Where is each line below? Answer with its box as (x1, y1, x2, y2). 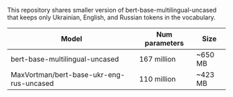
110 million (139, 74, 176, 84)
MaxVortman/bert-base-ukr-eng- (10, 70, 126, 79)
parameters (144, 38, 184, 48)
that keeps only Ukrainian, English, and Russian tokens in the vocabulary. (7, 13, 216, 21)
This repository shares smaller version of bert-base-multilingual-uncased (7, 6, 217, 14)
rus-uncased (10, 79, 54, 88)
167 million (139, 55, 176, 64)
